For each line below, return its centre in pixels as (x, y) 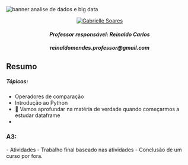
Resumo (22, 67)
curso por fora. (24, 156)
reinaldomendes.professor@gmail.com (100, 48)
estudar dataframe (37, 115)
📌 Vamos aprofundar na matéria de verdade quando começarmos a (97, 109)
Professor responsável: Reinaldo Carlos (100, 34)
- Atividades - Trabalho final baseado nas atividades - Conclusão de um (94, 150)
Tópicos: (17, 82)
